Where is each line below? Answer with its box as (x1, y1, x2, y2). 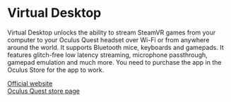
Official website (7, 79, 53, 87)
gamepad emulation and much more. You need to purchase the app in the (7, 58, 222, 66)
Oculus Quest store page (7, 87, 80, 95)
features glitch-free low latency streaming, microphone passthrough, (7, 51, 208, 59)
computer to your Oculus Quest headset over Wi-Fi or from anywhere (7, 35, 210, 44)
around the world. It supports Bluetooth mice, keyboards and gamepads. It (7, 43, 224, 51)
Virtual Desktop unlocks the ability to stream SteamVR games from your (7, 28, 216, 37)
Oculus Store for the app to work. (7, 65, 105, 74)
